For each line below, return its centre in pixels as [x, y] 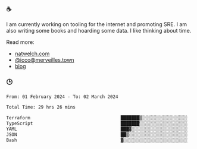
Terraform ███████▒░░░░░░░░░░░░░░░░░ [97, 118]
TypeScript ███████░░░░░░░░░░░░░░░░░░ [97, 123]
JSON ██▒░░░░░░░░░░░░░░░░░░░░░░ [97, 134]
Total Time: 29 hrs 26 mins [41, 107]
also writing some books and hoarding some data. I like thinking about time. [99, 31]
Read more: [20, 42]
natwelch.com [32, 54]
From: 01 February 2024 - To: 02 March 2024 [62, 97]
